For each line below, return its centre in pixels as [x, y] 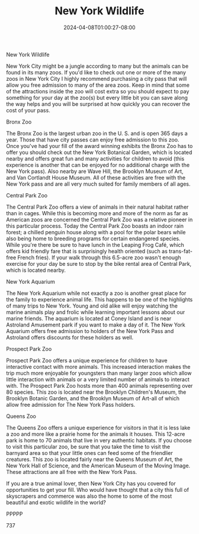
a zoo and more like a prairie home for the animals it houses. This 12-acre [96, 434]
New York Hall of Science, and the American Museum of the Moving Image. [98, 466]
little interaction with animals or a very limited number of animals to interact [98, 379]
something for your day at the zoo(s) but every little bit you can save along [97, 98]
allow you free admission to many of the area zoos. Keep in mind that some [98, 85]
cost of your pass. [28, 110]
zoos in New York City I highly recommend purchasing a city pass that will [97, 78]
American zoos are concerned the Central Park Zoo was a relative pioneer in [99, 219]
